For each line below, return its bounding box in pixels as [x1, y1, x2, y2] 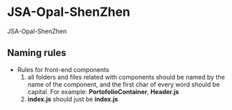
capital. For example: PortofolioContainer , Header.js [27, 87, 179, 95]
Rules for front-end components [17, 65, 109, 73]
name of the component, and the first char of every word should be [27, 80, 220, 89]
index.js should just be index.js [27, 95, 118, 103]
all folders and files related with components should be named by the [27, 73, 225, 81]
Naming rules [7, 47, 66, 59]
